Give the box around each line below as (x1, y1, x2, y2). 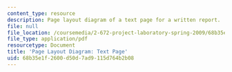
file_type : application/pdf (7, 36, 88, 43)
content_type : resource (7, 10, 76, 17)
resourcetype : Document (7, 42, 76, 49)
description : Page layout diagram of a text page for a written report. (7, 16, 221, 23)
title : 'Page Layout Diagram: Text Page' (7, 49, 128, 56)
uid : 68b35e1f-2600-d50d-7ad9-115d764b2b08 (7, 55, 135, 62)
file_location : (7, 29, 51, 36)
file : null (7, 23, 39, 29)
